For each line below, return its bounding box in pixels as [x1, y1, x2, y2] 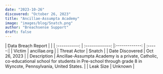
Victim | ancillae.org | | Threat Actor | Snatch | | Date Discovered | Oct [13, 48, 154, 54]
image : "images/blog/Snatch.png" [5, 20, 73, 26]
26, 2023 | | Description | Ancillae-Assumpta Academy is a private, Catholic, [5, 53, 159, 59]
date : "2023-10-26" [5, 7, 45, 12]
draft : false [5, 30, 32, 34]
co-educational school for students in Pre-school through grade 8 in [5, 59, 143, 64]
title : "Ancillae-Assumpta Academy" [5, 16, 80, 21]
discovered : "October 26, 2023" [5, 12, 71, 16]
